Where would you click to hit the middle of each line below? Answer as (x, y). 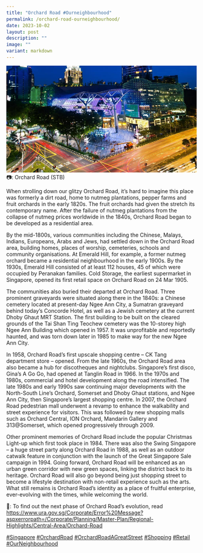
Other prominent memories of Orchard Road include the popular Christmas (99, 437)
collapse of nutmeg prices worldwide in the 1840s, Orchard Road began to (99, 217)
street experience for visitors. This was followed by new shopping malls (95, 412)
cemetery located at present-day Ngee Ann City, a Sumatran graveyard (95, 304)
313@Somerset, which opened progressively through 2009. (81, 425)
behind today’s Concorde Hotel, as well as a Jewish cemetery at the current (101, 311)
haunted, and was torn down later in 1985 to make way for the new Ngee (97, 337)
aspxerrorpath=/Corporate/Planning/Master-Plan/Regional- (80, 519)
